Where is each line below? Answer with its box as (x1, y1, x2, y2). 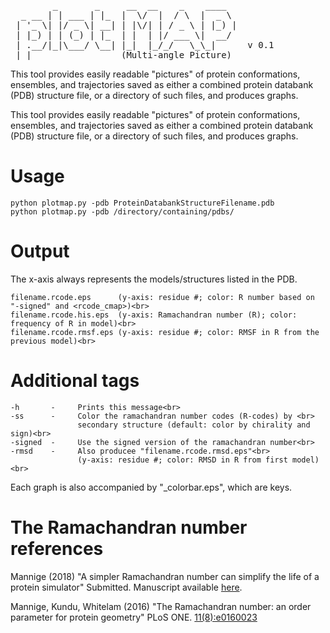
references (10, 538, 104, 560)
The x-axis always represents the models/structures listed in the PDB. (10, 273, 298, 285)
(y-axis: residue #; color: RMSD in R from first (77, 455, 288, 465)
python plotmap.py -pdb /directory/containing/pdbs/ (10, 206, 235, 217)
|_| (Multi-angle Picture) (15, 50, 233, 60)
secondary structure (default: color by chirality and (77, 420, 311, 430)
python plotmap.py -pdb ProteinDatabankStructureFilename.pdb (10, 198, 275, 208)
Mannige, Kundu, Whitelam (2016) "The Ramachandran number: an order (10, 600, 312, 612)
